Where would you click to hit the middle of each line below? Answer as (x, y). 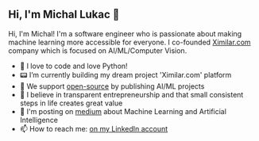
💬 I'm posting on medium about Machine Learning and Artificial (123, 111)
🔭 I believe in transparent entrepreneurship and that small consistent (131, 94)
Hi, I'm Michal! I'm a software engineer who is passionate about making (125, 33)
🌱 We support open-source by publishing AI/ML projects (112, 86)
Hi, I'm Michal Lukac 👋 (64, 15)
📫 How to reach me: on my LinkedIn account (94, 128)
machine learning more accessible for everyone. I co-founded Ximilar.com (130, 42)
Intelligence (39, 120)
